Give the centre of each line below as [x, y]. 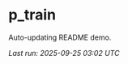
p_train [32, 15]
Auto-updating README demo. [60, 37]
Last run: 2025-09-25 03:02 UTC [64, 53]
